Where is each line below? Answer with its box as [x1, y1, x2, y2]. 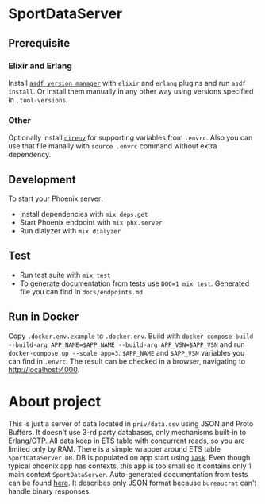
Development [8, 172, 77, 187]
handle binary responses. [8, 486, 91, 496]
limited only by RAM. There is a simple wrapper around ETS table [8, 444, 221, 453]
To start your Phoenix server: [8, 194, 103, 203]
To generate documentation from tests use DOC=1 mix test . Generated [19, 279, 250, 288]
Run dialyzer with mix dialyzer [19, 225, 121, 235]
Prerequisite [8, 37, 71, 50]
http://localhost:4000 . [8, 364, 80, 374]
